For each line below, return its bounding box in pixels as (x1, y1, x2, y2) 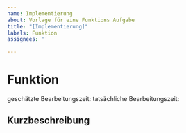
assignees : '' (7, 36, 49, 43)
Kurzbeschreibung (7, 115, 90, 127)
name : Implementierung (7, 10, 73, 17)
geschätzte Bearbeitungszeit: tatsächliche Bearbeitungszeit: (7, 95, 180, 103)
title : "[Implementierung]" (7, 23, 89, 30)
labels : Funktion (7, 29, 58, 37)
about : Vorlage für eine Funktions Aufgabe (7, 17, 135, 24)
